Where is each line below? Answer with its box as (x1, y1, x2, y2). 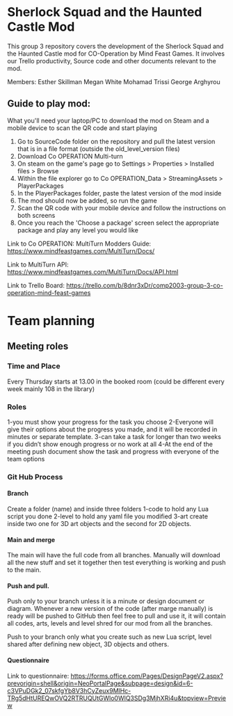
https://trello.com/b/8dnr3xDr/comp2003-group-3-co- (65, 281, 224, 289)
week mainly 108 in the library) (7, 384, 95, 393)
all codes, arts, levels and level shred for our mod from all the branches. (7, 619, 213, 628)
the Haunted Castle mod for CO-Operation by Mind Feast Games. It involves (7, 49, 225, 58)
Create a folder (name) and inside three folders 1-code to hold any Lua (7, 505, 209, 514)
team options (7, 454, 45, 463)
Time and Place (7, 361, 61, 371)
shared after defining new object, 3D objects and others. (7, 640, 169, 649)
